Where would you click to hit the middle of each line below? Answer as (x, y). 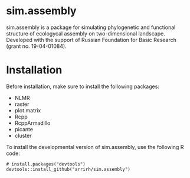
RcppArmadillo (32, 123)
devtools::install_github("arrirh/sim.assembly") (68, 169)
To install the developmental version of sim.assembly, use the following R (95, 147)
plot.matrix (28, 110)
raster (22, 104)
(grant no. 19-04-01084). (36, 46)
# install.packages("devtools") (46, 164)
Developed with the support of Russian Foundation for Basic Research (91, 40)
